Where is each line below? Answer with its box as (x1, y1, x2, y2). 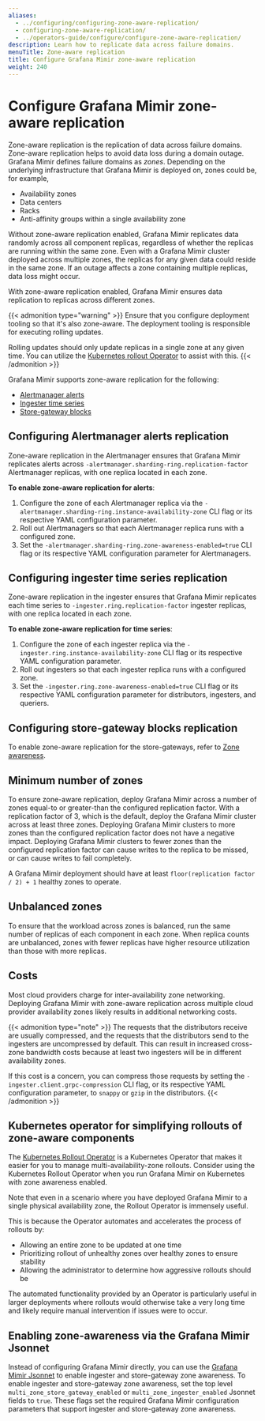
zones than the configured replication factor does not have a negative (8, 827, 235, 838)
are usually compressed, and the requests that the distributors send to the (8, 1031, 249, 1040)
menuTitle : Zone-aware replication (8, 48, 125, 56)
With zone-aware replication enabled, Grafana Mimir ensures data (8, 286, 223, 296)
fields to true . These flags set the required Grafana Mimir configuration (8, 1396, 240, 1405)
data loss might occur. (8, 271, 80, 281)
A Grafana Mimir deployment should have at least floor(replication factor (8, 869, 256, 878)
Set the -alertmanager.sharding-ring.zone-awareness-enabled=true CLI (19, 540, 252, 549)
